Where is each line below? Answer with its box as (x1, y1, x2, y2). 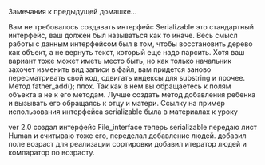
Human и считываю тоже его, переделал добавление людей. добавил (8, 131, 247, 140)
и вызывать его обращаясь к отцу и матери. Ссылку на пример (8, 99, 225, 108)
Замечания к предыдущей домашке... (8, 7, 137, 16)
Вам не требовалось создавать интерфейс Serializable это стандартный (8, 22, 254, 31)
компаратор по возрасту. (8, 147, 95, 157)
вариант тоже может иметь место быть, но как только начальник (8, 56, 232, 65)
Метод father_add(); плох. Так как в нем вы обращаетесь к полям (8, 81, 231, 91)
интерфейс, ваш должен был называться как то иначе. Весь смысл (8, 31, 238, 40)
